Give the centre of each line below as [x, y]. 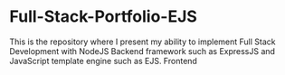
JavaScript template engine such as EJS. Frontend [103, 61]
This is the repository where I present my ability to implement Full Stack [142, 42]
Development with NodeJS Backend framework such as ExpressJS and [142, 51]
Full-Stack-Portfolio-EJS [103, 17]
